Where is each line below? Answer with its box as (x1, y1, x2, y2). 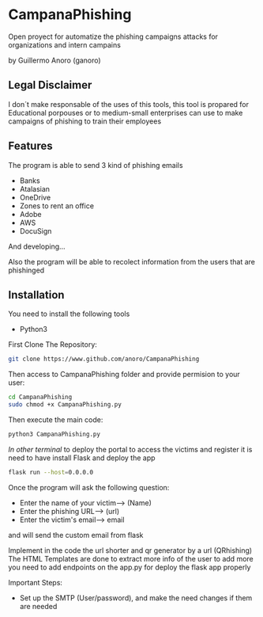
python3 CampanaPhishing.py (8, 430, 101, 438)
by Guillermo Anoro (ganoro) (8, 55, 101, 65)
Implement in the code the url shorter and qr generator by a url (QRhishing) (8, 545, 253, 555)
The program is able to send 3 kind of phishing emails (8, 160, 183, 169)
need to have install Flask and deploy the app (8, 453, 156, 463)
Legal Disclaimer (8, 78, 92, 92)
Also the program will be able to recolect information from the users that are (8, 257, 255, 266)
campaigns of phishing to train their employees (8, 116, 162, 126)
